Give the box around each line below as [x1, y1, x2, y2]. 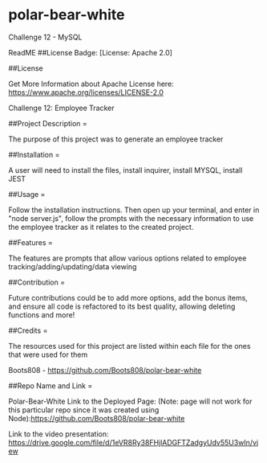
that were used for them [8, 350, 88, 359]
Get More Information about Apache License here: [8, 79, 174, 88]
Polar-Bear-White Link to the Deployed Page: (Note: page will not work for [8, 396, 253, 406]
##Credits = [8, 326, 48, 335]
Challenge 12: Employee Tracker [8, 103, 115, 113]
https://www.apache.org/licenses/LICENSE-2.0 [8, 87, 164, 97]
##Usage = [8, 189, 46, 199]
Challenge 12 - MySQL [8, 32, 83, 42]
